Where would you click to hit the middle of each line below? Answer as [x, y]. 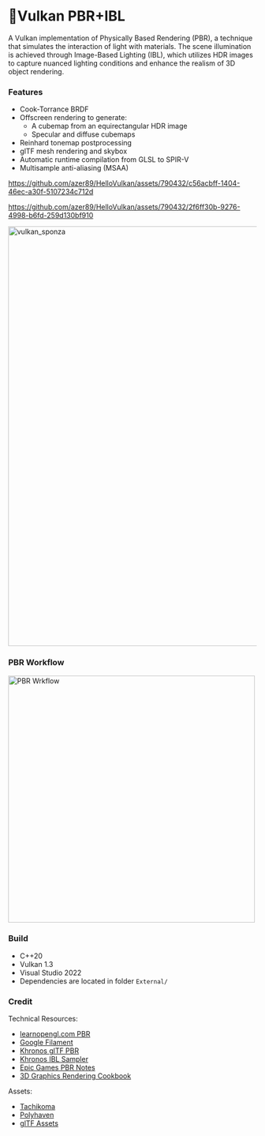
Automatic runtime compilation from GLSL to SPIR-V [104, 160]
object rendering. [36, 71]
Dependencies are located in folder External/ [93, 981]
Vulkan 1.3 [36, 964]
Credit [21, 1001]
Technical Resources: [43, 1019]
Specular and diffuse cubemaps [83, 134]
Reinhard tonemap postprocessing [76, 143]
